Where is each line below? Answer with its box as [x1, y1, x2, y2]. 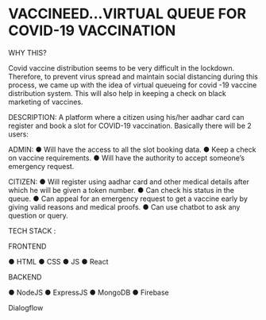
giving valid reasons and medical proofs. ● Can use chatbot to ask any [8, 202, 241, 211]
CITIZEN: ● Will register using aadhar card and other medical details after [8, 176, 250, 187]
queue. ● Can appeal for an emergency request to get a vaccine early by [8, 194, 249, 203]
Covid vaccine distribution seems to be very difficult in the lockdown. [8, 63, 235, 72]
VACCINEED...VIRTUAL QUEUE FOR [8, 5, 247, 23]
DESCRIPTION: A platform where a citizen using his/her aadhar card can [8, 112, 245, 121]
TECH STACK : [8, 226, 56, 235]
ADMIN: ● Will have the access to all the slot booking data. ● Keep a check [8, 145, 256, 154]
